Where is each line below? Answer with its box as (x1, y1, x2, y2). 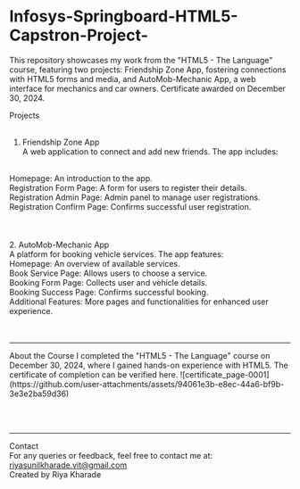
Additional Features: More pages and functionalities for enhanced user (9, 296, 270, 307)
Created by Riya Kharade (9, 468, 102, 479)
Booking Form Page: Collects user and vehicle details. (9, 277, 208, 287)
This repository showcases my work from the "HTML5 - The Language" (9, 54, 273, 65)
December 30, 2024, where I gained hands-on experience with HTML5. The (9, 360, 288, 370)
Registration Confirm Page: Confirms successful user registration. (9, 201, 252, 211)
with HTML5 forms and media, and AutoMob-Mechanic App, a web (9, 73, 256, 84)
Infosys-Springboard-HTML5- (9, 6, 238, 27)
